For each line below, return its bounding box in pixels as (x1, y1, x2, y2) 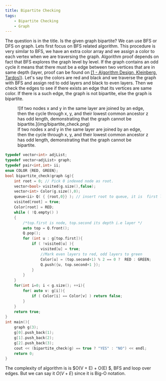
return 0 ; (14, 351, 35, 356)
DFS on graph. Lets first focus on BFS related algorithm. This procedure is (5, 43, 156, 49)
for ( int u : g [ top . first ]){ (23, 236, 83, 241)
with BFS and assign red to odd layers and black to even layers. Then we (5, 80, 153, 86)
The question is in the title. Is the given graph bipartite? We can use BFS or (5, 38, 157, 44)
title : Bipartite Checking (5, 8, 61, 13)
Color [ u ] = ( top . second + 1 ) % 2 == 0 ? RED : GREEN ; (40, 257, 152, 262)
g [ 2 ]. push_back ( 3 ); (14, 340, 54, 345)
